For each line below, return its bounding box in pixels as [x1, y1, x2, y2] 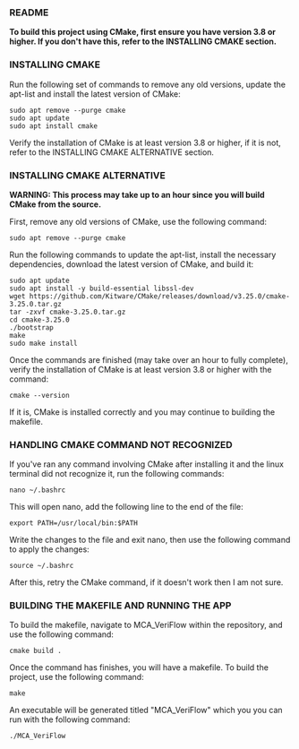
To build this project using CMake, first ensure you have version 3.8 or [9, 27, 276, 38]
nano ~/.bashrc [9, 486, 66, 495]
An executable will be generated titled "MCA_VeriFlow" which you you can [9, 705, 284, 716]
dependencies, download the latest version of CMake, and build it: [9, 258, 254, 270]
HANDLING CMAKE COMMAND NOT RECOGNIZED [9, 438, 233, 451]
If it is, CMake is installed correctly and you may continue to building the [9, 406, 276, 418]
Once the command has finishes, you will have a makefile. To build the [9, 662, 269, 673]
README [9, 6, 49, 19]
